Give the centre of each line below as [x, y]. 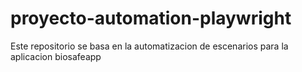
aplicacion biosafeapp [56, 56]
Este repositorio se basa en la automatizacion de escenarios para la [149, 46]
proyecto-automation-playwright [151, 18]
